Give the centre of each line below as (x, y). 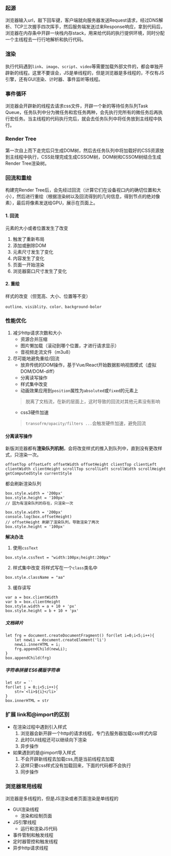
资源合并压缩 (34, 339)
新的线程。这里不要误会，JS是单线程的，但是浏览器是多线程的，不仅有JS (87, 72)
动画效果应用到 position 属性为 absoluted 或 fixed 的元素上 (79, 391)
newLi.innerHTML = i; (37, 645)
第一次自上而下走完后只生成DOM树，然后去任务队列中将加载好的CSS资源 (82, 150)
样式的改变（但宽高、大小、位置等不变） (48, 296)
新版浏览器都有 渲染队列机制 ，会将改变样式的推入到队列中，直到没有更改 (81, 448)
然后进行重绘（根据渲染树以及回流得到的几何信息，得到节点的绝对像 (88, 197)
